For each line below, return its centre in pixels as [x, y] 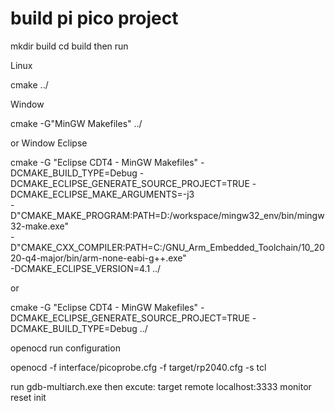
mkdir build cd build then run [69, 46]
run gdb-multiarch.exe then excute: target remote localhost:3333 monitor [161, 386]
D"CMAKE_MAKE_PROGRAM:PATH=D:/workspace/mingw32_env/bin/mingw [167, 215]
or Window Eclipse [49, 143]
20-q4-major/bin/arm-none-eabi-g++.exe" [98, 258]
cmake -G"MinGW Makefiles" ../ [76, 123]
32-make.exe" [39, 226]
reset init [28, 397]
